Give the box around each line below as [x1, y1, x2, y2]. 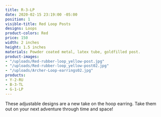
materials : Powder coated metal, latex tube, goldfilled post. [5, 49, 141, 54]
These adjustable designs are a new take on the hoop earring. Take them [5, 100, 157, 106]
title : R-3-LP [5, 7, 35, 13]
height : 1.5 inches [5, 45, 46, 50]
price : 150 [5, 36, 28, 41]
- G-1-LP [5, 86, 24, 92]
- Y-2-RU [5, 77, 24, 82]
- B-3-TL [5, 82, 24, 87]
